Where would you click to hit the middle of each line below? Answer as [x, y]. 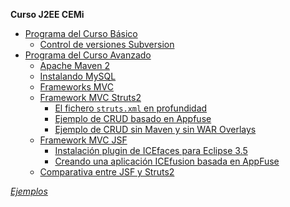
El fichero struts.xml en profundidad [131, 108]
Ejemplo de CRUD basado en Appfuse [133, 118]
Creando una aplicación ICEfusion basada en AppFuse [167, 161]
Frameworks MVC [76, 87]
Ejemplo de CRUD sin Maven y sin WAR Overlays [155, 129]
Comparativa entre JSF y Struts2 [107, 172]
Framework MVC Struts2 [90, 97]
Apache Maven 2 [75, 65]
